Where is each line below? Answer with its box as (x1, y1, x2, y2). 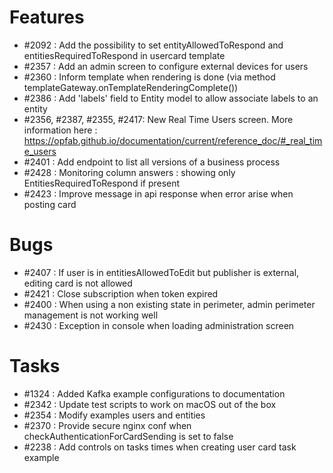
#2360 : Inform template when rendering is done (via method (23, 71, 276, 83)
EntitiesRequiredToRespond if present (23, 177, 181, 189)
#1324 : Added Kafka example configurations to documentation (23, 387, 286, 400)
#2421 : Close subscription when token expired (23, 287, 219, 300)
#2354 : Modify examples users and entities (23, 409, 206, 421)
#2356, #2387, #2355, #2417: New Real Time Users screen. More (23, 113, 294, 125)
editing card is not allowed (23, 277, 133, 289)
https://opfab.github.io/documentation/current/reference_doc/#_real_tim (23, 134, 323, 146)
